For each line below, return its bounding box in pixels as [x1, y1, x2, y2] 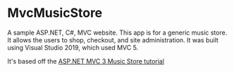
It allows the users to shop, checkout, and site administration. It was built [7, 35, 218, 44]
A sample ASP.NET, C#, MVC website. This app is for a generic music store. [7, 28, 228, 37]
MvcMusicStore [7, 5, 103, 21]
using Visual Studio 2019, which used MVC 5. [7, 43, 139, 52]
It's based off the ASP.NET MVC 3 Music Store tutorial [7, 56, 164, 65]
